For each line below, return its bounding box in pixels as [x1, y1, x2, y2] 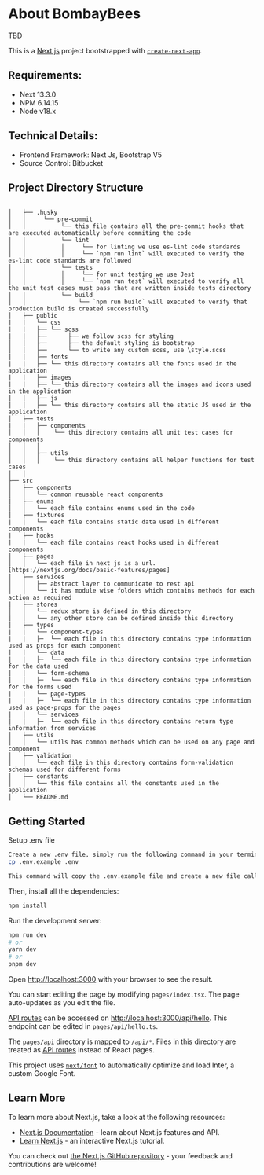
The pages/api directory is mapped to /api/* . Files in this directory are [8, 1037, 236, 1046]
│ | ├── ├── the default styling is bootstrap [8, 340, 195, 347]
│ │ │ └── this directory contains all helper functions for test [8, 457, 255, 464]
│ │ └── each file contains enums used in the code [8, 505, 195, 512]
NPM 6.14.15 [19, 97, 59, 107]
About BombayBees [8, 5, 141, 23]
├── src [8, 477, 34, 485]
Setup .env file [8, 835, 55, 845]
